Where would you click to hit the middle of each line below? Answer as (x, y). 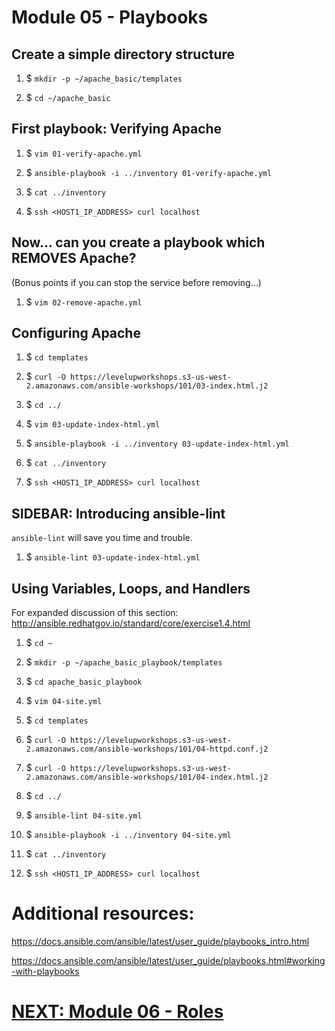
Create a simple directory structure (123, 54)
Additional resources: (103, 913)
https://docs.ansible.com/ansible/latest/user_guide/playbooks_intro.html (160, 941)
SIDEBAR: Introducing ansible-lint (118, 513)
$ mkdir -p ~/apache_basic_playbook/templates (124, 662)
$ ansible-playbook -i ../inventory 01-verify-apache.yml (149, 172)
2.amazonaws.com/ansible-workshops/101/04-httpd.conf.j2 (147, 749)
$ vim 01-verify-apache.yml (84, 153)
